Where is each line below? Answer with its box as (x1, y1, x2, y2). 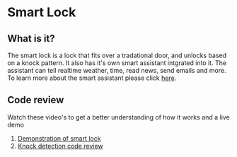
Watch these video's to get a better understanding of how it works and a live (7, 112, 230, 121)
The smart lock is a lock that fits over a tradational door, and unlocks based (7, 51, 227, 59)
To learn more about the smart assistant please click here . (7, 74, 177, 82)
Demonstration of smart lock (17, 134, 101, 142)
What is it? (7, 33, 55, 45)
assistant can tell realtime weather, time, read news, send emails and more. (7, 66, 226, 74)
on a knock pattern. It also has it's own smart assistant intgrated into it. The (7, 59, 227, 67)
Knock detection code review (17, 141, 104, 150)
